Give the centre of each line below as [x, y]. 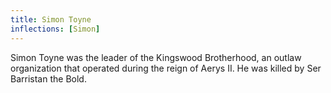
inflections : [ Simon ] [55, 29]
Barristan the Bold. [48, 78]
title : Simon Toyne [51, 19]
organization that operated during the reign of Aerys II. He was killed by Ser [166, 68]
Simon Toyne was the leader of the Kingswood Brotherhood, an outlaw [156, 57]
